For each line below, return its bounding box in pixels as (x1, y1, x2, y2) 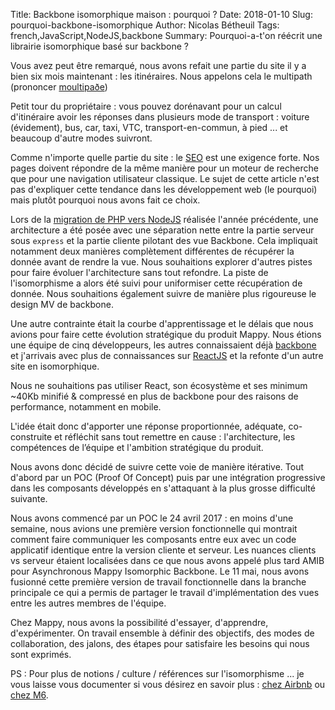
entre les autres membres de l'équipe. (10, 597, 167, 609)
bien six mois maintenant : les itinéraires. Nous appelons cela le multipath (10, 70, 313, 82)
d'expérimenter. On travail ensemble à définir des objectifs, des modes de (10, 627, 315, 639)
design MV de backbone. (10, 299, 114, 310)
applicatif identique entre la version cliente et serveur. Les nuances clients (10, 544, 317, 556)
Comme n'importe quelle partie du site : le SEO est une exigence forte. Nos (10, 152, 320, 163)
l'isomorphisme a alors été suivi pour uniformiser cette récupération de (10, 277, 303, 289)
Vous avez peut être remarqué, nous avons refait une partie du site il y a (10, 60, 307, 71)
